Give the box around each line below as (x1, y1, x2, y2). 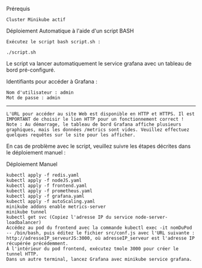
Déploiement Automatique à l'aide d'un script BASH (6, 27, 134, 34)
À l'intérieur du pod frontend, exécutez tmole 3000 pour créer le (6, 246, 179, 252)
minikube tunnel (6, 209, 47, 215)
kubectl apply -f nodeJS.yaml (6, 177, 82, 183)
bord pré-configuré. (6, 66, 56, 73)
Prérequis (6, 5, 30, 12)
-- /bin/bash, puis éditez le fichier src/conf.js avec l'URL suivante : (6, 230, 195, 236)
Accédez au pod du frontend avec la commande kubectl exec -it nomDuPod (6, 225, 192, 231)
